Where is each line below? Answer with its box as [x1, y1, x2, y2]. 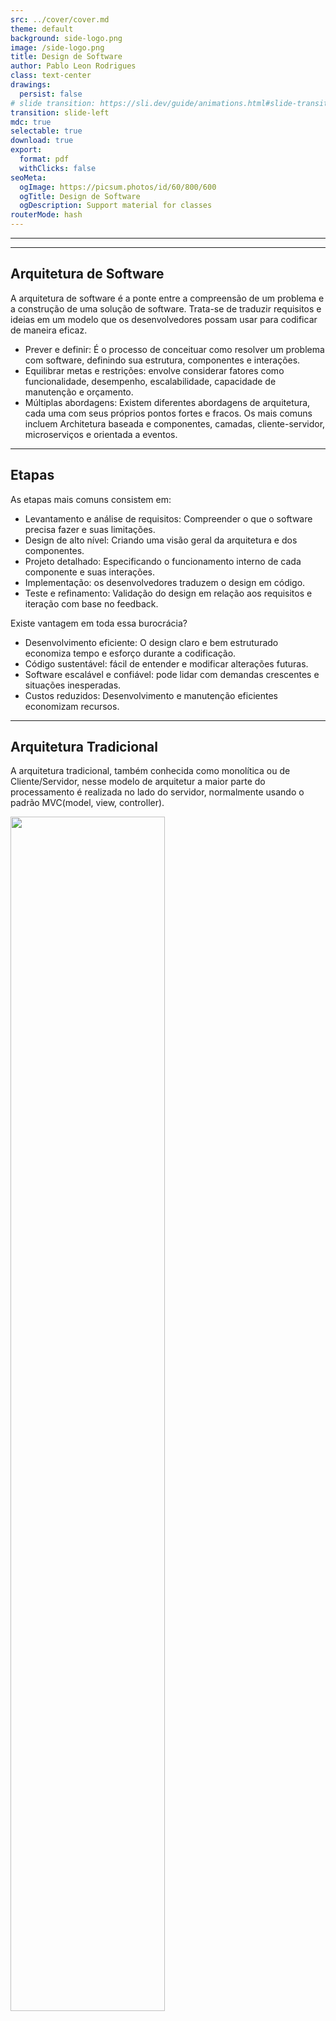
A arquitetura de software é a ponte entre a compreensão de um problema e [10, 292, 325, 304]
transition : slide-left [10, 107, 110, 118]
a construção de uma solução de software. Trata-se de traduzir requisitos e [10, 302, 322, 315]
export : [10, 145, 43, 155]
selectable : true [10, 126, 83, 136]
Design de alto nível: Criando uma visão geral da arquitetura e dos [24, 534, 298, 546]
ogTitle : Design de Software [19, 191, 141, 201]
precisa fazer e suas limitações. [24, 523, 156, 535]
